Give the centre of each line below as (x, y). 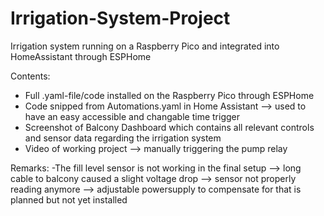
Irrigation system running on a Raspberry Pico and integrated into (145, 46)
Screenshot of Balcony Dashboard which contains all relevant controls (169, 127)
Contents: (30, 76)
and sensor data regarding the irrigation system (123, 138)
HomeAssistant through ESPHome (81, 56)
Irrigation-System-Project (120, 18)
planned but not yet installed (69, 199)
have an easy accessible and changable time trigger (132, 116)
